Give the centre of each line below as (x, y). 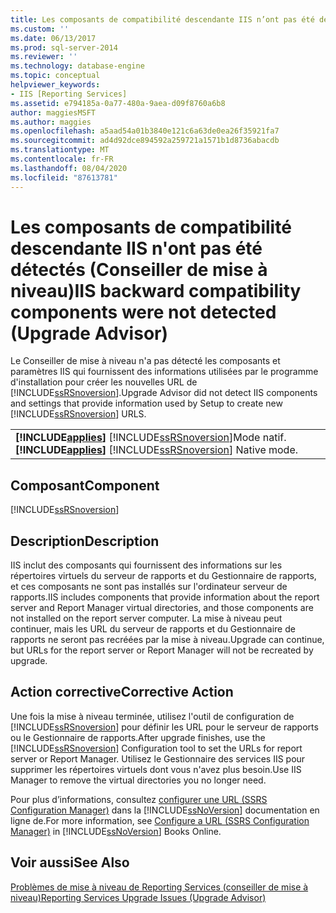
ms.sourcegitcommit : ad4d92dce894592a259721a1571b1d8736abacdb (145, 141)
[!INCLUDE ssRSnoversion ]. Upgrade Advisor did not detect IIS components (164, 393)
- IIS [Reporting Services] (69, 94)
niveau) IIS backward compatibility (156, 290)
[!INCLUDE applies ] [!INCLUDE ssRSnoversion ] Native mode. (157, 450)
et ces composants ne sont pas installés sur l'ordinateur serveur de (149, 587)
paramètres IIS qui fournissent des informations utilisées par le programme (164, 372)
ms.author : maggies (51, 122)
